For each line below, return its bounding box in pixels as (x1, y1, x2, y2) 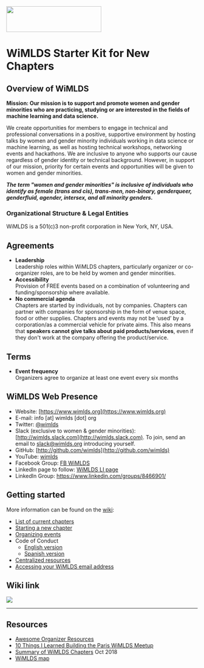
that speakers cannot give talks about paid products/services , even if (15, 328, 194, 335)
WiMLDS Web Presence (6, 391, 98, 402)
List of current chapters (15, 518, 75, 525)
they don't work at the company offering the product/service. (15, 334, 169, 342)
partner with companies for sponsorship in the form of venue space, (15, 308, 186, 315)
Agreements (6, 240, 55, 251)
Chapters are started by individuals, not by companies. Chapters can (15, 302, 188, 309)
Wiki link (6, 580, 39, 590)
